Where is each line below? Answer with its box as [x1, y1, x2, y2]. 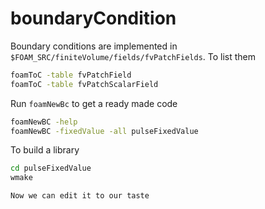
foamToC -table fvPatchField [10, 70, 132, 80]
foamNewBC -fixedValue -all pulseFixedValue [10, 126, 199, 136]
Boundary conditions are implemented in [10, 40, 178, 52]
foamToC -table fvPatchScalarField [10, 79, 159, 89]
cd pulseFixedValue [10, 163, 92, 174]
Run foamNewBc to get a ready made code [10, 97, 178, 109]
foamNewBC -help [10, 117, 78, 127]
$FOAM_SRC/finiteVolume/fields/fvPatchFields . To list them [10, 50, 257, 62]
